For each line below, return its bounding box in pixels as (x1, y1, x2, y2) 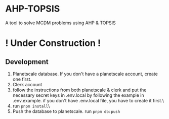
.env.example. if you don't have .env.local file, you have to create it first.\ (12, 97, 164, 103)
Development (5, 57, 49, 66)
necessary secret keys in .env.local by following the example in (12, 92, 144, 98)
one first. (12, 76, 32, 82)
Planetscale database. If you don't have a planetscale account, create (12, 71, 158, 77)
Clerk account (12, 81, 43, 87)
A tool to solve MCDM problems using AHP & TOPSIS (5, 20, 116, 26)
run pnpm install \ (12, 103, 50, 109)
